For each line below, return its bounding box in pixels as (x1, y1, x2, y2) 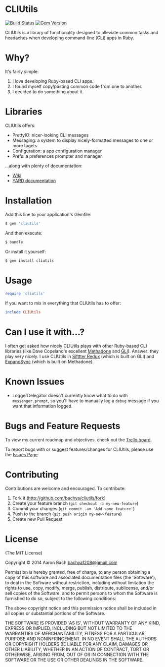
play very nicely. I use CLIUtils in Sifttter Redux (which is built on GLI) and (5, 354, 155, 359)
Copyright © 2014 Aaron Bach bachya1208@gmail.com (5, 559, 118, 565)
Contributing (5, 469, 59, 481)
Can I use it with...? (5, 326, 85, 338)
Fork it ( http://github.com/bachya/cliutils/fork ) (12, 495, 106, 501)
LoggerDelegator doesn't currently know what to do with (12, 392, 128, 398)
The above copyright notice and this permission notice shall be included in (5, 605, 157, 611)
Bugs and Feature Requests (5, 421, 121, 432)
